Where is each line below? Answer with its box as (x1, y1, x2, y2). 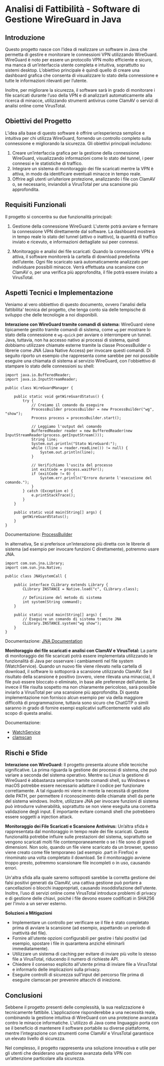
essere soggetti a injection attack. (5, 814, 73, 820)
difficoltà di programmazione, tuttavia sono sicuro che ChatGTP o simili (5, 700, 148, 706)
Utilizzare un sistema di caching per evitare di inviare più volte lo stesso (12, 951, 157, 957)
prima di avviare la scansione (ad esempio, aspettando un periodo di (12, 925, 151, 931)
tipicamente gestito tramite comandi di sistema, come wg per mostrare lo (5, 327, 151, 333)
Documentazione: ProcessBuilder (5, 531, 72, 538)
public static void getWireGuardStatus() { (14, 394, 104, 399)
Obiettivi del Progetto (5, 117, 72, 126)
